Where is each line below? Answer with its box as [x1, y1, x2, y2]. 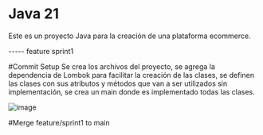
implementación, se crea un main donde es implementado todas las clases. [8, 87, 255, 96]
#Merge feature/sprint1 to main [8, 118, 110, 127]
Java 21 [8, 5, 60, 23]
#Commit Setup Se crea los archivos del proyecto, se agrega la [8, 61, 215, 71]
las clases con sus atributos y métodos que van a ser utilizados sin [8, 79, 228, 88]
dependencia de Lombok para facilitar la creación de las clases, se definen [8, 70, 255, 79]
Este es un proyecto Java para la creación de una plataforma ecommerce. [8, 31, 251, 40]
